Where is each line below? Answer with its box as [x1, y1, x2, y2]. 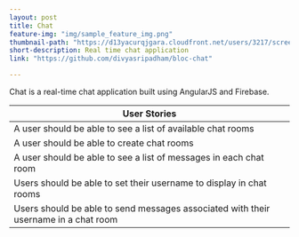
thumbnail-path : [9, 37, 69, 47]
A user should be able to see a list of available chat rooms [13, 122, 255, 134]
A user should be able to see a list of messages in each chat [13, 152, 264, 163]
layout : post [9, 12, 58, 22]
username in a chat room [13, 214, 118, 225]
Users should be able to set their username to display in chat [13, 177, 267, 189]
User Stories [122, 107, 177, 120]
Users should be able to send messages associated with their [13, 202, 271, 214]
